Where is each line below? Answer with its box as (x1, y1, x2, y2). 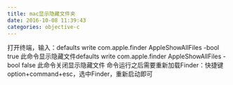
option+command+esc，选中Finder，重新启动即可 (7, 70, 153, 78)
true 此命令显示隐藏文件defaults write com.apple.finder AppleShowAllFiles (7, 52, 222, 60)
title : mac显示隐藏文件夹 (7, 10, 76, 18)
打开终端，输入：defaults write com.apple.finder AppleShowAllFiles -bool (7, 44, 220, 52)
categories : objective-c (7, 23, 80, 30)
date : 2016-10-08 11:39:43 (7, 17, 86, 24)
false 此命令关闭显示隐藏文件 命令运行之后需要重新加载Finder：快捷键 (21, 61, 224, 70)
